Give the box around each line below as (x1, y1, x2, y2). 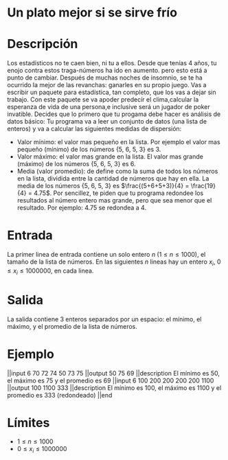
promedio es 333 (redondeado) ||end (7, 391, 113, 399)
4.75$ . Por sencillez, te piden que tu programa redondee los (33, 189, 204, 197)
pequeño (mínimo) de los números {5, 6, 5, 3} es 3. (16, 146, 161, 154)
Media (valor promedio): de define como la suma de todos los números (16, 167, 218, 176)
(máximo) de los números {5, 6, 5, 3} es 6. (16, 160, 136, 168)
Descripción (7, 36, 78, 52)
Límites (7, 415, 50, 430)
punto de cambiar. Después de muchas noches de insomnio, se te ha (7, 73, 203, 82)
